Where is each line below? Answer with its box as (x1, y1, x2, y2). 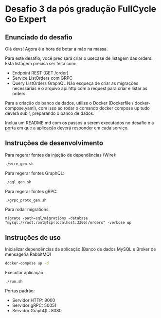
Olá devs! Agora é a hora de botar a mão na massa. (5, 46, 108, 52)
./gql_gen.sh (5, 179, 32, 184)
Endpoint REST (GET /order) (12, 70, 69, 76)
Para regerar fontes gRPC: (5, 188, 58, 194)
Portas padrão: (5, 288, 35, 294)
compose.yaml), (5, 106, 37, 111)
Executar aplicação (5, 270, 44, 276)
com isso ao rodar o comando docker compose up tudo (38, 106, 150, 111)
